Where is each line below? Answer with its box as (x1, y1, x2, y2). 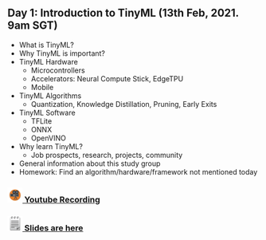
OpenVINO (30, 133, 67, 143)
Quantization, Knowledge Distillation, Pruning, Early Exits (30, 99, 217, 108)
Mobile (30, 82, 54, 92)
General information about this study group (18, 159, 161, 168)
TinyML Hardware (18, 57, 79, 66)
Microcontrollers (30, 65, 85, 75)
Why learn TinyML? (18, 141, 83, 151)
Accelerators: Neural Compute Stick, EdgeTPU (30, 73, 184, 83)
